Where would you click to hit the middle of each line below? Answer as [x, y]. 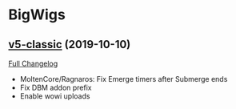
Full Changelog [33, 63]
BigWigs [37, 15]
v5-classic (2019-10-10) [70, 44]
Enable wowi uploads [55, 96]
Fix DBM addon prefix [56, 87]
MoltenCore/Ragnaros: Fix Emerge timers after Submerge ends [124, 79]
